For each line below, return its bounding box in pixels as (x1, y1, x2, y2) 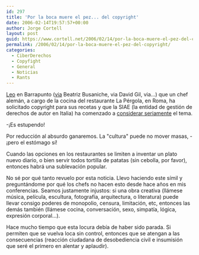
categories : (6, 47, 36, 53)
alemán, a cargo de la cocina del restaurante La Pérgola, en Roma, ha (6, 97, 176, 104)
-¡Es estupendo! (6, 121, 46, 128)
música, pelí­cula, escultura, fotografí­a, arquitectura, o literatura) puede (6, 193, 179, 201)
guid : (6, 36, 20, 42)
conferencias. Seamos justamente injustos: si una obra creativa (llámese (6, 187, 183, 194)
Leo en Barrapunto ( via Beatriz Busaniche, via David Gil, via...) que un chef (6, 91, 188, 98)
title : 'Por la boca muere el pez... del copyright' (6, 14, 139, 20)
